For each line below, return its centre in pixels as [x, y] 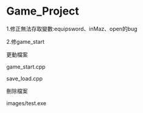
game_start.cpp [26, 67]
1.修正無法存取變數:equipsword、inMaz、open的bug [72, 29]
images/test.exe [26, 103]
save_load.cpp [25, 78]
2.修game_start [25, 41]
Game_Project [43, 11]
